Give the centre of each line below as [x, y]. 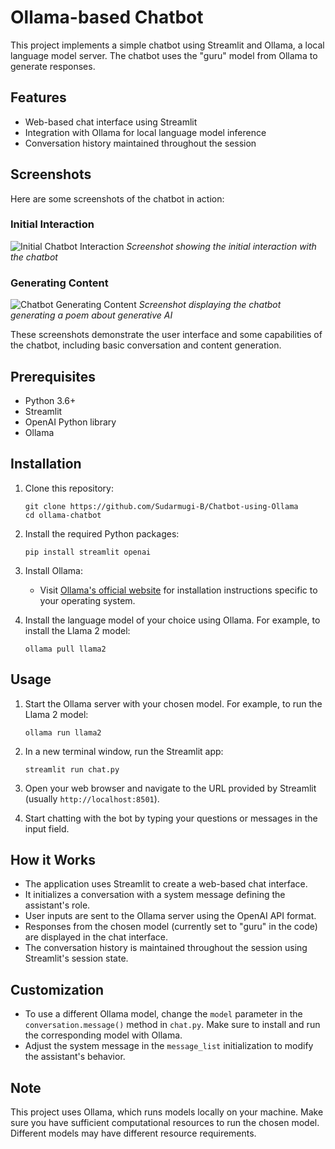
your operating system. [87, 600]
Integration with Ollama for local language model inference [145, 132]
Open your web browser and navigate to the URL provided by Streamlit [170, 788]
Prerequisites [53, 376]
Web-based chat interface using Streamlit [111, 122]
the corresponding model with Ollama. [103, 1035]
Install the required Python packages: [102, 533]
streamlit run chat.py [72, 769]
